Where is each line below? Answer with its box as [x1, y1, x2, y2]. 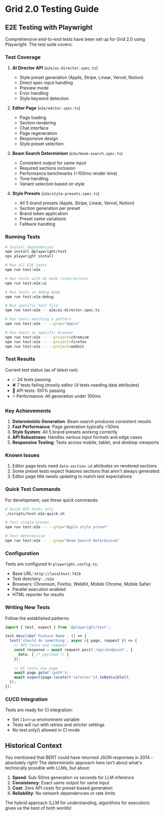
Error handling [19, 90, 49, 96]
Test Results [5, 355, 35, 362]
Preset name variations [19, 216, 66, 222]
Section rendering [19, 120, 56, 126]
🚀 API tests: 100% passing [12, 388, 65, 393]
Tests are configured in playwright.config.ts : [5, 561, 98, 567]
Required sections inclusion [19, 165, 76, 171]
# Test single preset [5, 520, 50, 525]
